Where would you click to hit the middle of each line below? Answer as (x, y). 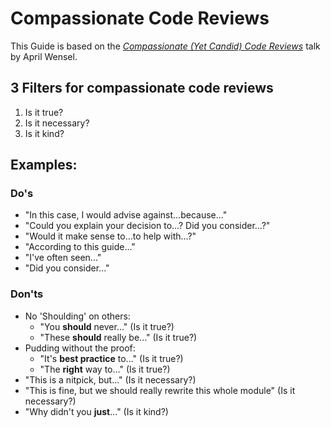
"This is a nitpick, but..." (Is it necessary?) (110, 379)
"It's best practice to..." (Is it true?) (111, 358)
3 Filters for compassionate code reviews (142, 88)
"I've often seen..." (63, 258)
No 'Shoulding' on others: (77, 316)
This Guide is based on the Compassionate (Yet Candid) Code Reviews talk (165, 46)
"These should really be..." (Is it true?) (118, 337)
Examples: (44, 165)
